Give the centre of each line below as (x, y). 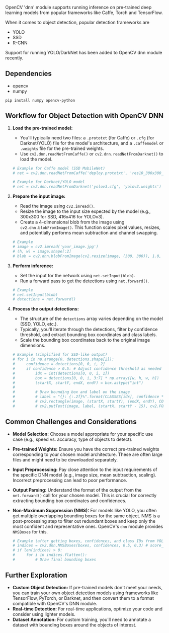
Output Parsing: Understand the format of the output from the (77, 490)
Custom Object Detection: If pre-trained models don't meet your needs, (88, 587)
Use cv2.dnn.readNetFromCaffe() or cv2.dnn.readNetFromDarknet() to (92, 153)
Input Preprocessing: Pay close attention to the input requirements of (85, 469)
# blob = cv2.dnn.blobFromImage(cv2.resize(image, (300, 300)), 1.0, (87, 256)
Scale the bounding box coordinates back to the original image (85, 340)
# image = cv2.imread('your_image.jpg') (55, 247)
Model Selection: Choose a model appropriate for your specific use (83, 434)
